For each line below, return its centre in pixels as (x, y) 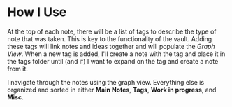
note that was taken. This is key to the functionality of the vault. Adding (110, 38)
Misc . (15, 97)
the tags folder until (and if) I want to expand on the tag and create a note (113, 61)
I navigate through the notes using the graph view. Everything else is (106, 82)
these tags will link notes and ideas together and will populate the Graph (111, 46)
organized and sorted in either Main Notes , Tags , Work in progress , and (112, 90)
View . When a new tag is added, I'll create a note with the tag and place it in (116, 54)
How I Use (37, 12)
